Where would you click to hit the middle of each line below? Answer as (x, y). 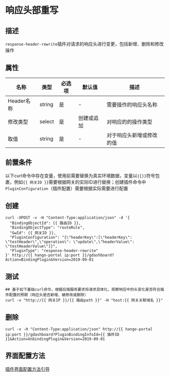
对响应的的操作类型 (130, 121)
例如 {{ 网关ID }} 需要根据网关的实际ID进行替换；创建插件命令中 (80, 182)
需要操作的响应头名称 (132, 105)
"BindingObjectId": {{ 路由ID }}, (45, 223)
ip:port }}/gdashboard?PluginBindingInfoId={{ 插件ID (62, 335)
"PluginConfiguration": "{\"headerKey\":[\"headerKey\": (71, 238)
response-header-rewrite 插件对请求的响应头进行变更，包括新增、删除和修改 (84, 44)
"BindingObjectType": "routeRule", (47, 228)
